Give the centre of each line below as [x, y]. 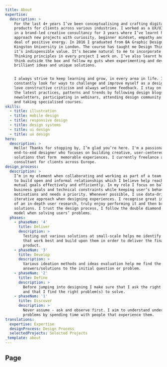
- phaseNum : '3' [31, 250]
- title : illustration [33, 111]
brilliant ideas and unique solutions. [55, 65]
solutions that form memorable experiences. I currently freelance [86, 157]
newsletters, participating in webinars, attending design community [88, 97]
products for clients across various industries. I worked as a [82, 28]
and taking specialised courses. [49, 102]
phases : [18, 218]
